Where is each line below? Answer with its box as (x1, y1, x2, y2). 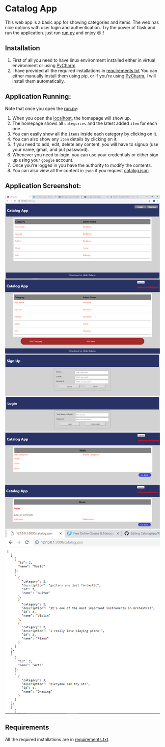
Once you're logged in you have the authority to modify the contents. (12, 162, 152, 168)
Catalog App (5, 3, 57, 14)
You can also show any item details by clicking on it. (12, 136, 118, 142)
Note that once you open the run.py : (5, 106, 79, 111)
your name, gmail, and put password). (12, 146, 89, 152)
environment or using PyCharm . (12, 62, 77, 68)
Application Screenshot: (5, 181, 82, 190)
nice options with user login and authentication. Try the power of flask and (5, 24, 156, 30)
